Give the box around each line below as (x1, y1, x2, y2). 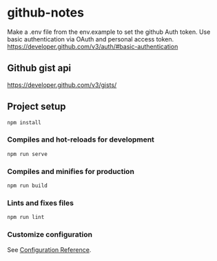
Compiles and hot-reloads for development (7, 135, 155, 144)
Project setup (7, 101, 67, 113)
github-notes (7, 5, 85, 21)
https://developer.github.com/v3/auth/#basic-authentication (7, 42, 178, 50)
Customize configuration (7, 230, 93, 240)
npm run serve (7, 151, 48, 157)
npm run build (7, 182, 48, 189)
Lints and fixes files (7, 198, 74, 208)
